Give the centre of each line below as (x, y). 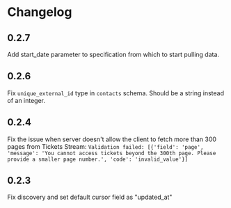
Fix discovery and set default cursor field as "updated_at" (90, 197)
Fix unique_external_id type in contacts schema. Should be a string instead (116, 93)
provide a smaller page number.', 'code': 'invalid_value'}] (98, 159)
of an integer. (26, 100)
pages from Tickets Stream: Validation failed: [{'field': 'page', (105, 146)
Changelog (40, 12)
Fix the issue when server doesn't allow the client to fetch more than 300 (112, 139)
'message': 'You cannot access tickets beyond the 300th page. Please (112, 153)
